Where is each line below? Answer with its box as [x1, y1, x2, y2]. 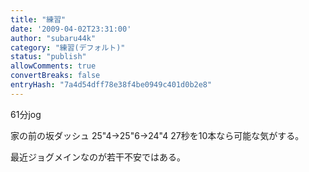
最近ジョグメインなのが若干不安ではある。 [10, 151, 186, 163]
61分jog [10, 108, 42, 120]
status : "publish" [10, 52, 87, 62]
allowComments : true [10, 61, 97, 71]
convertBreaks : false [10, 71, 101, 81]
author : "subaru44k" [10, 33, 97, 43]
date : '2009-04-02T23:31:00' [10, 24, 132, 34]
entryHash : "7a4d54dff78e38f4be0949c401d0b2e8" [10, 80, 213, 90]
